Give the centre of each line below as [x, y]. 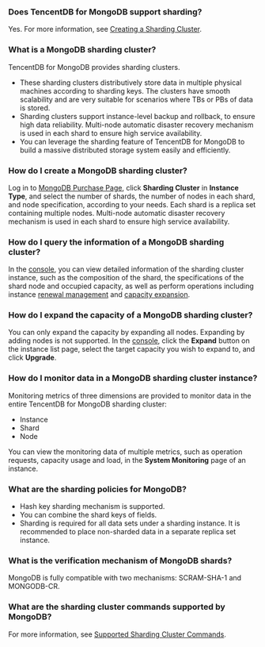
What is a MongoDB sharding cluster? [82, 50]
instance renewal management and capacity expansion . [99, 295]
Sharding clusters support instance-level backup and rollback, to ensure [137, 116]
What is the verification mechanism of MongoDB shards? [120, 560]
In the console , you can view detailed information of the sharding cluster [126, 269]
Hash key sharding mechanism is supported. [92, 506]
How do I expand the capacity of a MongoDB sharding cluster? [131, 315]
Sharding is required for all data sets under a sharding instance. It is [130, 523]
